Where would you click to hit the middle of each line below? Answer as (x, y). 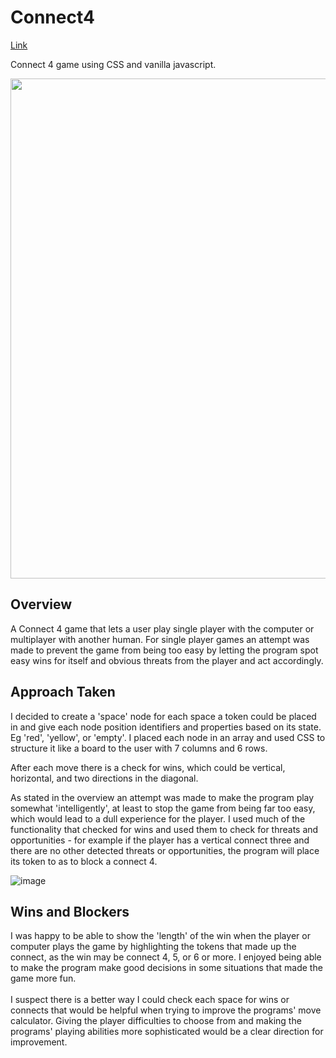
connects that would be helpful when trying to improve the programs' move (166, 1010)
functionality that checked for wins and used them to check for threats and (164, 829)
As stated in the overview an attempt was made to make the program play (162, 797)
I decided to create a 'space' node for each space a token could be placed (163, 716)
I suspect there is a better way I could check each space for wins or (150, 1000)
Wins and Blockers (70, 911)
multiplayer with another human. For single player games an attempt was (160, 639)
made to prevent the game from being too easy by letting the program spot (164, 650)
